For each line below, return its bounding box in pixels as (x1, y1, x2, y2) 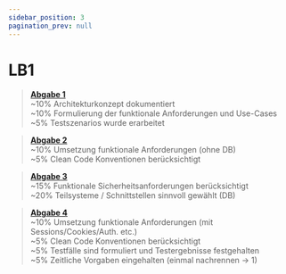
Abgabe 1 (29, 89, 66, 100)
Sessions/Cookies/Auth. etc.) (29, 227, 138, 237)
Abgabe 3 (29, 171, 68, 182)
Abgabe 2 (29, 135, 68, 145)
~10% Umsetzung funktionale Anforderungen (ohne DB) (29, 145, 237, 155)
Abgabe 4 (29, 207, 68, 219)
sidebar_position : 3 (8, 12, 86, 22)
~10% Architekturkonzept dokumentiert (29, 99, 176, 110)
